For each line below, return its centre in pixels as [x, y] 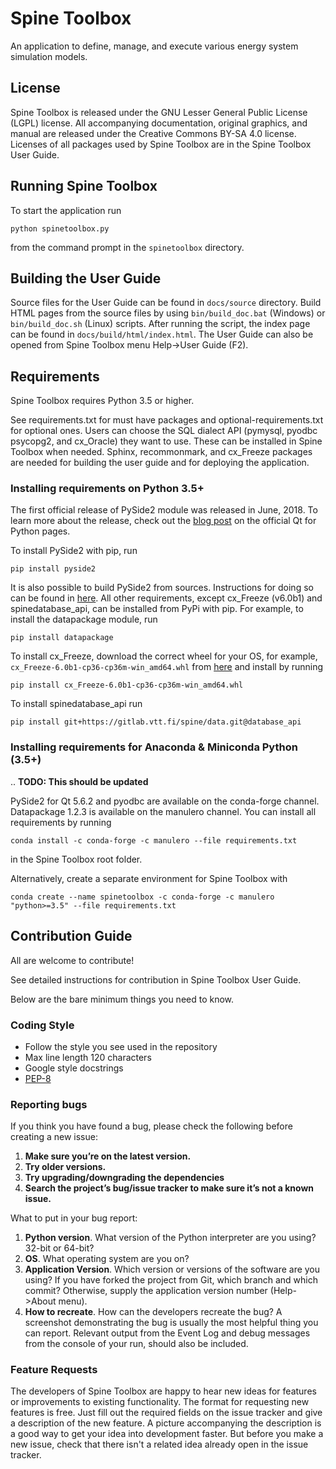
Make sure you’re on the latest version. [108, 1156]
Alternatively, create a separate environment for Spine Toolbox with [149, 878]
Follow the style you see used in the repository [121, 1046]
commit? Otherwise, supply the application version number [146, 1291]
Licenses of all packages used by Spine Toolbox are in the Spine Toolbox [161, 144]
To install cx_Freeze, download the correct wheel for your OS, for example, [164, 656]
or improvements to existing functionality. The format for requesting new [160, 1402]
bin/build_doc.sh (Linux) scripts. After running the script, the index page [160, 324]
